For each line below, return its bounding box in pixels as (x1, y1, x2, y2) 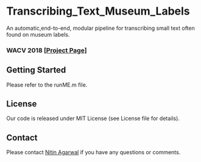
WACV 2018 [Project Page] (6, 46, 87, 54)
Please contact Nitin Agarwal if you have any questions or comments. (6, 149, 181, 156)
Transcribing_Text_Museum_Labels (6, 4, 190, 18)
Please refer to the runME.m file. (6, 81, 88, 88)
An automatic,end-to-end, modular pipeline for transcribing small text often (6, 24, 195, 32)
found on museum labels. (6, 30, 70, 38)
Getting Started (6, 65, 66, 76)
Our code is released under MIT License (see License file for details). (6, 114, 180, 122)
